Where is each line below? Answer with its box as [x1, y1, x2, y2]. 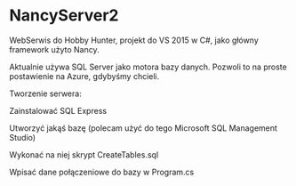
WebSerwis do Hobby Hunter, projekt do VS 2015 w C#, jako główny [9, 35, 260, 45]
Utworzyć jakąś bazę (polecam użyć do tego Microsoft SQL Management [9, 122, 278, 133]
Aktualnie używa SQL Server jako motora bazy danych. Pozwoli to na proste [9, 61, 287, 72]
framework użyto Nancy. [9, 44, 100, 54]
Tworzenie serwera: [9, 88, 82, 99]
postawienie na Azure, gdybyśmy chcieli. [9, 70, 160, 81]
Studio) [9, 132, 36, 142]
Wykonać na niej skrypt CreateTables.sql [9, 149, 159, 160]
